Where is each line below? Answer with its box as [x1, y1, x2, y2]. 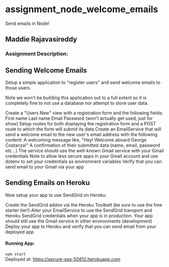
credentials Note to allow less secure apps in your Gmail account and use [5, 153, 158, 159]
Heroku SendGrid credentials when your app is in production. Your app [5, 212, 153, 219]
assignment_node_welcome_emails [5, 4, 158, 15]
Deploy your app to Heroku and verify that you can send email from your [5, 223, 156, 229]
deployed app [5, 228, 34, 235]
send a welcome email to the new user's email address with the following [5, 131, 158, 138]
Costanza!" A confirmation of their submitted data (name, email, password [5, 142, 160, 148]
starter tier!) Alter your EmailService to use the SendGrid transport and [5, 207, 152, 213]
